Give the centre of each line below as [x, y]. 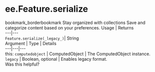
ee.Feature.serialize [47, 9]
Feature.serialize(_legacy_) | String [42, 38]
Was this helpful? [22, 64]
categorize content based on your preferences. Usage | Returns [69, 27]
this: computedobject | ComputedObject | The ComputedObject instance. [78, 54]
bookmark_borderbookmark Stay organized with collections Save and [75, 23]
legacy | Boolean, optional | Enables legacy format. [56, 59]
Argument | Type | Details [31, 43]
